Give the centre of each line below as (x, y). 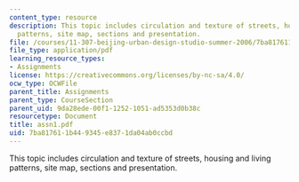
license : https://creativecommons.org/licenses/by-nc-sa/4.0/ (127, 75)
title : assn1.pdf (41, 125)
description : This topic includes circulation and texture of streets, (145, 26)
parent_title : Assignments (59, 91)
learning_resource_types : (57, 59)
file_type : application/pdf (61, 51)
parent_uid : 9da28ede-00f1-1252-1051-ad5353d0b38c (105, 108)
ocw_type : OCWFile (43, 83)
